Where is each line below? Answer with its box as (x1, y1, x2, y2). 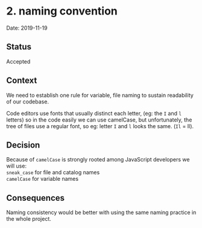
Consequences (6, 192, 65, 203)
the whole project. (6, 215, 51, 223)
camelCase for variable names (6, 175, 79, 183)
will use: (6, 162, 27, 170)
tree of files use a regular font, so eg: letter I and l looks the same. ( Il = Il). (6, 122, 194, 129)
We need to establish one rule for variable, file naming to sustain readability (6, 91, 194, 99)
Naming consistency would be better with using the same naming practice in (6, 209, 197, 216)
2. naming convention (6, 4, 118, 18)
